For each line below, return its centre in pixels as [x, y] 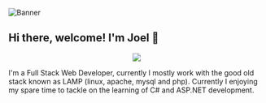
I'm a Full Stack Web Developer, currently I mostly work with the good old [131, 72]
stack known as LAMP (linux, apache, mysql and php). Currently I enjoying [133, 81]
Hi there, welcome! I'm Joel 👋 [84, 38]
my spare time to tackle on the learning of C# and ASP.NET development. [131, 90]
